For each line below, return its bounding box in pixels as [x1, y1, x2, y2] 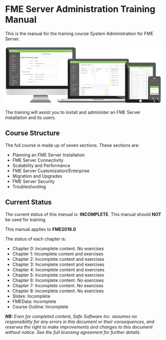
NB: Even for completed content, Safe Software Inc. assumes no [5, 313, 137, 319]
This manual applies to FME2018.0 [5, 226, 76, 232]
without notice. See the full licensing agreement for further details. [5, 329, 141, 335]
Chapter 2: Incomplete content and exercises [12, 256, 105, 262]
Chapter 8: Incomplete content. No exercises [12, 288, 104, 294]
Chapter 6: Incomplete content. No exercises [12, 277, 104, 283]
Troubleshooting [12, 183, 46, 190]
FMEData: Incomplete [12, 298, 56, 304]
